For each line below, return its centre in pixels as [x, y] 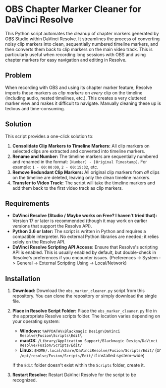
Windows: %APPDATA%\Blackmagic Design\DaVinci [70, 331]
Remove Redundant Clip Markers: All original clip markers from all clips [86, 172]
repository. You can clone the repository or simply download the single [84, 296]
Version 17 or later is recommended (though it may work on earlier [80, 221]
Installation [23, 278]
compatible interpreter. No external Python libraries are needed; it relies [85, 236]
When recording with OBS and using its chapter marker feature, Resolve [79, 87]
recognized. [25, 380]
